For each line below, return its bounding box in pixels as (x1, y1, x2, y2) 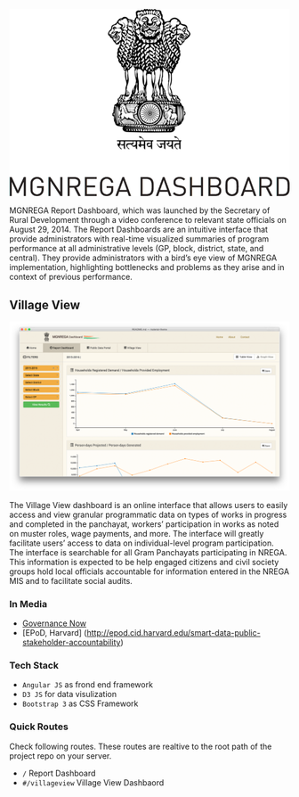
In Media (9, 597, 47, 610)
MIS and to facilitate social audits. (9, 575, 133, 586)
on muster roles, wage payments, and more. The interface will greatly (9, 528, 264, 538)
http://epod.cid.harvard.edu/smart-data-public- (86, 628, 261, 638)
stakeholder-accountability (21, 637, 121, 648)
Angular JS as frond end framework (21, 679, 154, 690)
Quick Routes (9, 720, 69, 733)
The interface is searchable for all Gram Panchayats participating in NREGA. (9, 546, 287, 557)
